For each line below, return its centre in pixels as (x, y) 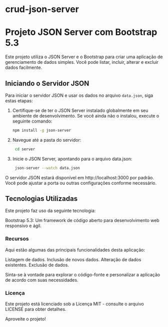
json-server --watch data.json (47, 168)
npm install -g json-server (41, 130)
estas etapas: (19, 100)
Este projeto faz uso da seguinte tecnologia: (50, 211)
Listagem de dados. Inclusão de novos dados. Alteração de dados (73, 259)
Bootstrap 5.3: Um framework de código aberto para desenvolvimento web (82, 221)
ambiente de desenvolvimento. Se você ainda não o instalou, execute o (86, 116)
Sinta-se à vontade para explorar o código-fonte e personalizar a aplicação (83, 274)
